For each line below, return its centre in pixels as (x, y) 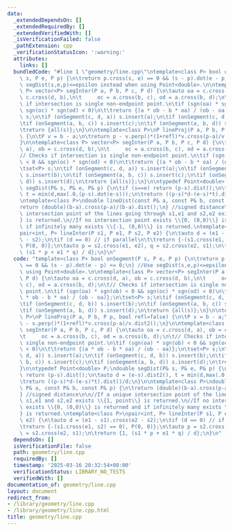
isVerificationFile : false (52, 446)
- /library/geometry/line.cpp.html (59, 511)
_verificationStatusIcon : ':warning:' (70, 53)
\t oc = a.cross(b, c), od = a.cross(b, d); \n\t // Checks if (116, 336)
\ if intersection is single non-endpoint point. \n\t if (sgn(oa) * (119, 104)
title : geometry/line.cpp (44, 517)
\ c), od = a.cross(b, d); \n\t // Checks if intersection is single (119, 285)
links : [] (34, 65)
